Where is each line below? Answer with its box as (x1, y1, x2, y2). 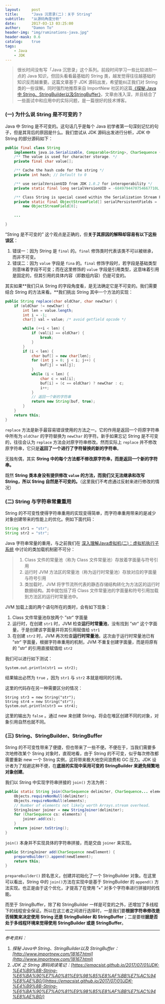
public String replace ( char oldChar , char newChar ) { (5, 299, 118, 304)
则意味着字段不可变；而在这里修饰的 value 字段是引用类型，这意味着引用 (12, 266, 160, 272)
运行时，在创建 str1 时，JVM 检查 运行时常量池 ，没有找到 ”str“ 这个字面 (12, 620, 158, 626)
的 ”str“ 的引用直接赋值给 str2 (12, 645, 73, 651)
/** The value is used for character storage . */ (14, 154, 118, 160)
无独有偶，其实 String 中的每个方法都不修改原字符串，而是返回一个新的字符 (5, 455, 158, 462)
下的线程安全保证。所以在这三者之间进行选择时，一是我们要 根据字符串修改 (5, 908, 156, 914)
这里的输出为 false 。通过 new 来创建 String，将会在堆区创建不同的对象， (5, 713, 155, 719)
